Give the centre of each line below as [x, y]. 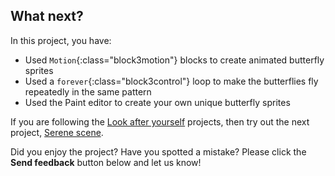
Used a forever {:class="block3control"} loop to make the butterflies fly [171, 81]
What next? [47, 16]
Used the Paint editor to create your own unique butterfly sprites [157, 102]
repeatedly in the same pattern [88, 91]
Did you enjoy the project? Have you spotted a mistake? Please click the [158, 151]
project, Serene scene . [57, 132]
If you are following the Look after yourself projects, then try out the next [160, 121]
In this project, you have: [61, 40]
